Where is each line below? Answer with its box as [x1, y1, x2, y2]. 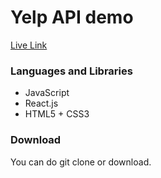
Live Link [10, 39, 48, 51]
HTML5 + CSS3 [24, 108, 90, 120]
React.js [24, 97, 59, 110]
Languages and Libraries [10, 64, 133, 78]
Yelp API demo [10, 6, 134, 29]
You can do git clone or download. [10, 156, 152, 168]
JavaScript [24, 87, 70, 99]
